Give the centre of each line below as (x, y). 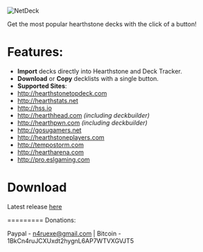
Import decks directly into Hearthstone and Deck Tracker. (99, 71)
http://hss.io (34, 108)
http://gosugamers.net (49, 130)
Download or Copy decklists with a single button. (88, 78)
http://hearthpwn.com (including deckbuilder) (82, 123)
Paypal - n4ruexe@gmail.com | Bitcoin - (64, 233)
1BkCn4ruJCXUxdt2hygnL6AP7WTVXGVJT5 (70, 241)
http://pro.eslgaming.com (53, 159)
